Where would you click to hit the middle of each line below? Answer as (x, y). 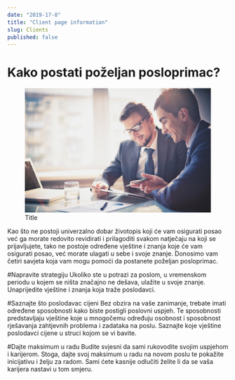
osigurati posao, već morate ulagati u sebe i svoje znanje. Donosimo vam (113, 254)
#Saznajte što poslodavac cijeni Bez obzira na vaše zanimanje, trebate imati (117, 303)
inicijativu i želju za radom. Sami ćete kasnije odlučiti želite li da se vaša (110, 361)
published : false (33, 37)
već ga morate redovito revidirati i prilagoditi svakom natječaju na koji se (112, 238)
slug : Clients (28, 30)
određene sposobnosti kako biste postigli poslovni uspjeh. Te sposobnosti (114, 310)
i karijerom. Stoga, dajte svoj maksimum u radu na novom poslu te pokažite (116, 354)
